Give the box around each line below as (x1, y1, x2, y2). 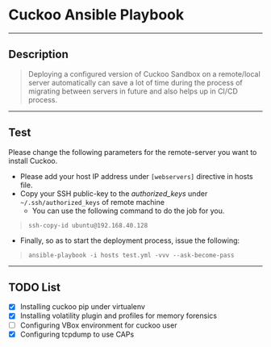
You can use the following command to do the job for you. (31, 206, 225, 215)
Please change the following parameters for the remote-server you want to (8, 147, 257, 157)
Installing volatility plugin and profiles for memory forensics (19, 311, 218, 320)
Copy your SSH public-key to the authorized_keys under (19, 188, 208, 199)
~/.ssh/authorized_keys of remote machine (19, 197, 165, 207)
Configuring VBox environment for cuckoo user (19, 320, 177, 330)
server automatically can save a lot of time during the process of (27, 77, 244, 87)
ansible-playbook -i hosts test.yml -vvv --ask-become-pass (27, 251, 235, 259)
